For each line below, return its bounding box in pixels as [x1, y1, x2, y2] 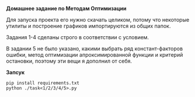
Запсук [6, 69, 25, 75]
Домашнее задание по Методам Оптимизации [6, 5, 127, 12]
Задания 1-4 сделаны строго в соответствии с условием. [6, 34, 149, 40]
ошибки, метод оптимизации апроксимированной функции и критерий [6, 51, 183, 58]
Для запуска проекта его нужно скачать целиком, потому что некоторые [6, 16, 190, 23]
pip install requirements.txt [6, 80, 80, 86]
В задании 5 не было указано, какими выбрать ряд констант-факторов [6, 45, 183, 52]
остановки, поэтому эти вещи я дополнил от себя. [6, 58, 133, 64]
